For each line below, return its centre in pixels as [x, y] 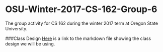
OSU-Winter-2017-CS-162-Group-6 [81, 9]
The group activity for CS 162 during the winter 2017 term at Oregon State [82, 23]
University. [16, 28]
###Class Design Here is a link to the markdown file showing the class [78, 38]
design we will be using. [30, 43]
